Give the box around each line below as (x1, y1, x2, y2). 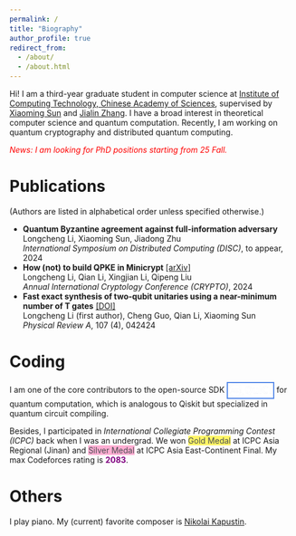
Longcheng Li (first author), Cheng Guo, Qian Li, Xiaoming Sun (22, 310, 256, 321)
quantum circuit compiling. (9, 407, 109, 418)
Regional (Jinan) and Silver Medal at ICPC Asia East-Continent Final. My (9, 445, 278, 455)
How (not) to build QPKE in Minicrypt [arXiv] (22, 262, 192, 273)
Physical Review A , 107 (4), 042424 (22, 320, 157, 330)
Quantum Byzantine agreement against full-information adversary (22, 223, 278, 234)
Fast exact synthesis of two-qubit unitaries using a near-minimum (22, 291, 278, 301)
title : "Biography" (9, 24, 83, 33)
